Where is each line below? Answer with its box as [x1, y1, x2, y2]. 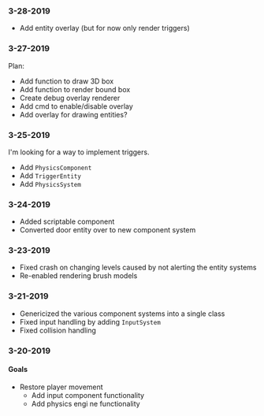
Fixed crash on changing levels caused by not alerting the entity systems [19, 262, 257, 273]
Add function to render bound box [19, 84, 131, 94]
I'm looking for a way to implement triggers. [8, 147, 150, 157]
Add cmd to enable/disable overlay [19, 101, 134, 111]
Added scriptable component [19, 217, 115, 226]
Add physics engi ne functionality [31, 399, 140, 408]
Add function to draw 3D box [19, 76, 114, 86]
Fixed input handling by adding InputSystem [19, 317, 162, 326]
